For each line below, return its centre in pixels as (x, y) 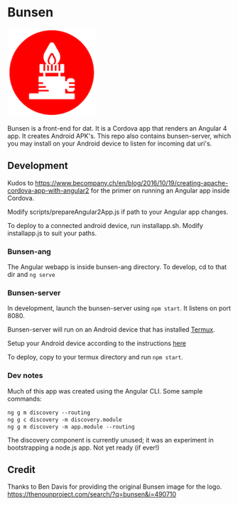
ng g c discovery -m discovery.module (65, 420)
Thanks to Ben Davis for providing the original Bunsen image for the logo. (115, 487)
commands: (25, 398)
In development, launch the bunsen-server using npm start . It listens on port (119, 308)
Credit (21, 470)
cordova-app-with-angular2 (48, 190)
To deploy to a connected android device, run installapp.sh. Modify (106, 225)
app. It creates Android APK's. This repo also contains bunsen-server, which (119, 136)
